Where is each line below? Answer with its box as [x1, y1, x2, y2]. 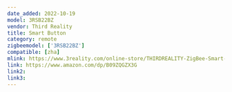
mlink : [7, 55, 26, 62]
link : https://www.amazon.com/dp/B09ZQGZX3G [7, 62, 137, 68]
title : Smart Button [7, 29, 67, 37]
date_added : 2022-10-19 [7, 10, 76, 17]
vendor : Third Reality [7, 23, 72, 30]
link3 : [7, 74, 26, 82]
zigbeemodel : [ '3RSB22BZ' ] [7, 42, 85, 49]
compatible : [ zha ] [7, 49, 60, 56]
